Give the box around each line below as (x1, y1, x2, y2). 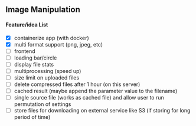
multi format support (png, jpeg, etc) (14, 41, 103, 48)
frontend (14, 47, 36, 55)
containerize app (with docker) (14, 34, 89, 41)
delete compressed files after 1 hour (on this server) (14, 81, 141, 88)
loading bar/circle (14, 54, 57, 61)
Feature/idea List (5, 21, 48, 28)
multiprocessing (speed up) (14, 67, 81, 74)
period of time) (14, 114, 51, 121)
